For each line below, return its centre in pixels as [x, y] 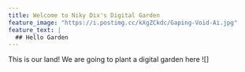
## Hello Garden [42, 37]
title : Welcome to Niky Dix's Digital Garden [84, 15]
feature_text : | [35, 30]
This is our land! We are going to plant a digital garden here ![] [109, 59]
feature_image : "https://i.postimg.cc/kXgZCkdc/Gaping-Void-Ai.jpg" [123, 23]
